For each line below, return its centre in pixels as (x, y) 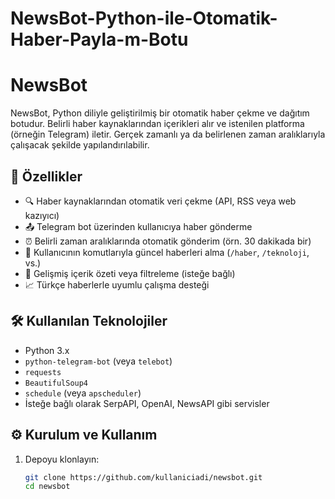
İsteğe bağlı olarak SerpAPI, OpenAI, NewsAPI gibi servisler (147, 403)
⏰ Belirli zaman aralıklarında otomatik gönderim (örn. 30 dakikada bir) (168, 241)
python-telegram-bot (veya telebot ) (98, 361)
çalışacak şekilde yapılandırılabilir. (80, 145)
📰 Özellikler (46, 176)
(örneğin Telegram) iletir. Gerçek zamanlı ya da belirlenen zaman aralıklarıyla (168, 134)
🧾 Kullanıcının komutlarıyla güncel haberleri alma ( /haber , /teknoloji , (167, 252)
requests (43, 372)
